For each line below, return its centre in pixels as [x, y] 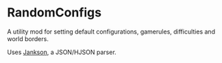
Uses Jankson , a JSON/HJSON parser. [62, 52]
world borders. [28, 38]
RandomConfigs [54, 13]
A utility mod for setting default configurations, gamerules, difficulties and [111, 32]
